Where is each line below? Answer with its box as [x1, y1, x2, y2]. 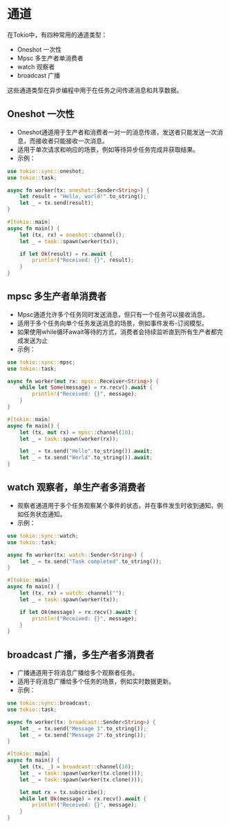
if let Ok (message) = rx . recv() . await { [19, 608, 137, 615]
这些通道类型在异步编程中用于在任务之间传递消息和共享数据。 [7, 86, 183, 94]
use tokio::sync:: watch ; [7, 532, 79, 539]
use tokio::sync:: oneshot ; [7, 168, 85, 175]
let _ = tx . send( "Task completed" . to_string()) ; [19, 558, 162, 565]
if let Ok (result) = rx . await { [19, 250, 113, 257]
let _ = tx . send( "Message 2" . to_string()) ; [19, 732, 147, 739]
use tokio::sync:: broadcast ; [7, 700, 91, 707]
